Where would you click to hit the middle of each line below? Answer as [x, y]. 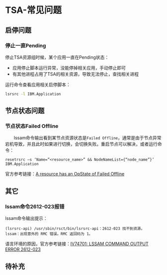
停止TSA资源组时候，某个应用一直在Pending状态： [57, 57]
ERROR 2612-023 [23, 250]
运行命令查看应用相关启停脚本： [38, 85]
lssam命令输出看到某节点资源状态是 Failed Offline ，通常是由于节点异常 [88, 138]
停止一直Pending [26, 45]
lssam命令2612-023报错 [35, 206]
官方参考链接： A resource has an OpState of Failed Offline [65, 174]
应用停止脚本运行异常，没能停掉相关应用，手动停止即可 [69, 68]
